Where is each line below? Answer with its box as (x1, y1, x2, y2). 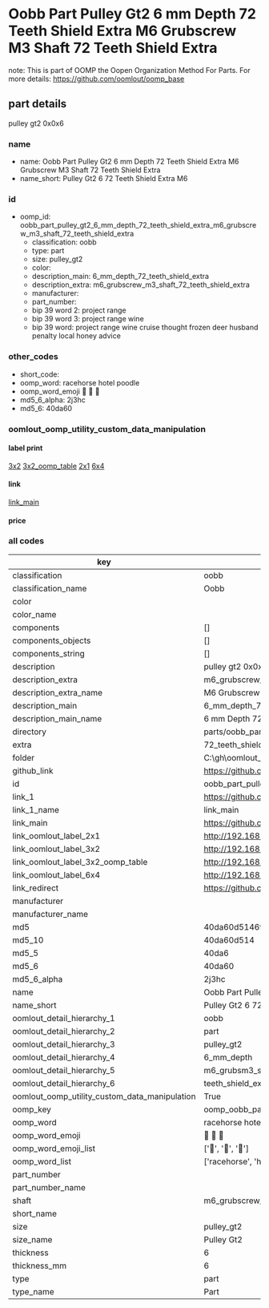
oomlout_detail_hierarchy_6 (12, 1077, 115, 1088)
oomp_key (12, 1104, 52, 1115)
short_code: (19, 369, 60, 379)
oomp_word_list (12, 1156, 72, 1167)
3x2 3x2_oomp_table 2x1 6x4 (8, 461, 105, 470)
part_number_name (12, 1181, 86, 1193)
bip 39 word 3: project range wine (31, 314, 144, 324)
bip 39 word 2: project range (31, 305, 126, 315)
